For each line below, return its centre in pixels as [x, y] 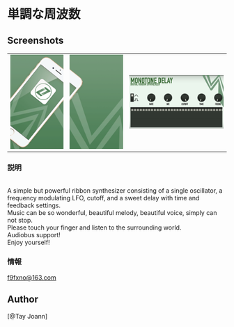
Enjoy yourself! [29, 242]
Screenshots [36, 40]
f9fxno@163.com [32, 277]
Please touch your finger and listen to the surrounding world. [94, 228]
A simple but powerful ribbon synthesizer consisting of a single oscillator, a [115, 191]
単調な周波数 [44, 14]
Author [23, 300]
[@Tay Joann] [28, 316]
